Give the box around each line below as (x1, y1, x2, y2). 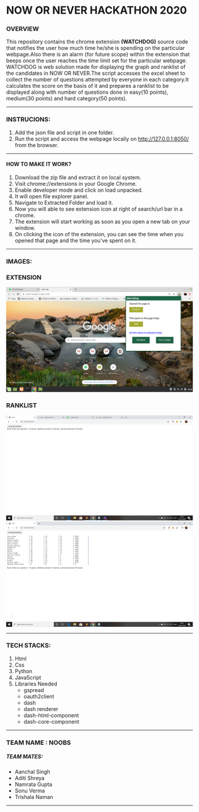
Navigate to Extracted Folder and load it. (14, 199, 114, 206)
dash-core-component (23, 718, 80, 725)
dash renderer (23, 705, 59, 712)
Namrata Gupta (14, 781, 52, 788)
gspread (23, 686, 44, 693)
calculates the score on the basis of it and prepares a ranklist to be (6, 83, 169, 90)
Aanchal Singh (14, 768, 50, 775)
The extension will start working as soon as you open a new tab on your (14, 218, 191, 225)
